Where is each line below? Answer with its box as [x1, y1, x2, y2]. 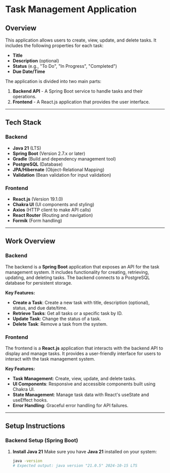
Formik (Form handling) [12, 217, 62, 223]
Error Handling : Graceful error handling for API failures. [12, 402, 129, 408]
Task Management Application [5, 4, 137, 15]
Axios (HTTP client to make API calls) [12, 207, 91, 213]
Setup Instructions [5, 422, 65, 430]
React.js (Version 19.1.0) [12, 196, 63, 202]
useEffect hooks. [12, 397, 48, 403]
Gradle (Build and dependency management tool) [12, 155, 116, 162]
